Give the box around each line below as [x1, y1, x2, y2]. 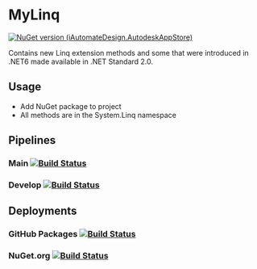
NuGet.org [8, 250, 51, 262]
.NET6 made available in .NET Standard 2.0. [8, 57, 154, 66]
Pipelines [8, 133, 56, 147]
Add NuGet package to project [19, 101, 122, 111]
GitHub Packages [8, 229, 78, 240]
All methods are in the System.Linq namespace [19, 110, 177, 120]
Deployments [8, 204, 77, 218]
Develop [8, 179, 42, 191]
